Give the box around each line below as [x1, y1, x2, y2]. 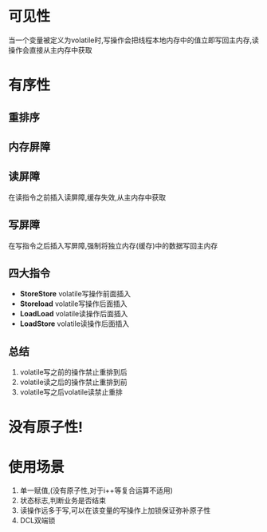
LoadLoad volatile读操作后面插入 [19, 309, 128, 319]
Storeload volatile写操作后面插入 [19, 299, 128, 308]
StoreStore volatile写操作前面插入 [19, 289, 132, 299]
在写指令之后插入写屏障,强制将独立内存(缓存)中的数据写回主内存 [8, 240, 218, 250]
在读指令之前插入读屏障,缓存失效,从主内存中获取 [8, 193, 167, 202]
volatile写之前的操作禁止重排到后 [19, 367, 128, 377]
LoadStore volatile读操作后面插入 [19, 319, 130, 328]
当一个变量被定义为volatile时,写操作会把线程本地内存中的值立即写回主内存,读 [8, 35, 259, 45]
